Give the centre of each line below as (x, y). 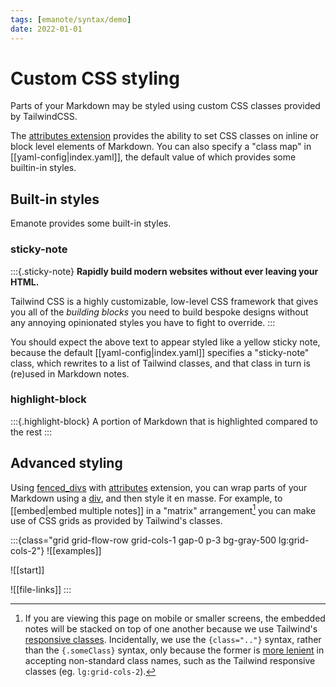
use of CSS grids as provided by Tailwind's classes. (116, 521)
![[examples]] (74, 551)
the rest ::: (31, 432)
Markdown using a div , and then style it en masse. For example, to (146, 498)
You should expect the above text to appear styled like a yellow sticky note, (165, 342)
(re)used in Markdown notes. (70, 373)
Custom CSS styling (95, 78)
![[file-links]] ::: (41, 590)
